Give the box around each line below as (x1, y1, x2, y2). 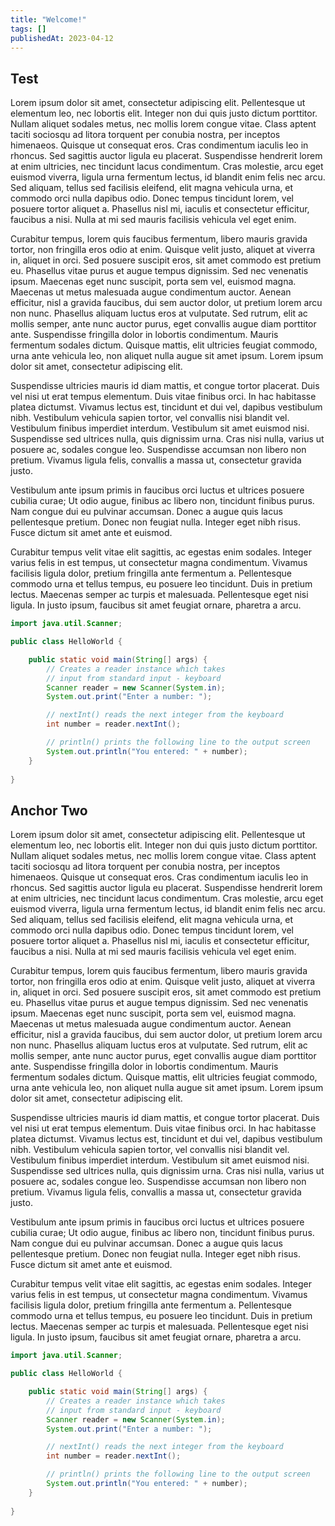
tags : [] (10, 24, 47, 34)
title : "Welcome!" (10, 14, 87, 25)
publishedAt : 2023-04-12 (10, 33, 114, 43)
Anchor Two (10, 802, 88, 819)
